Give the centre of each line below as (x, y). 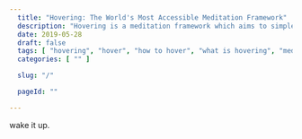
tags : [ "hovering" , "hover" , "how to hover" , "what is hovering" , (147, 51)
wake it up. (30, 125)
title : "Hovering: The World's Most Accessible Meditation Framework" (152, 17)
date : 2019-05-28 (50, 34)
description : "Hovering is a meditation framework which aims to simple (156, 26)
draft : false (42, 43)
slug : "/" (36, 76)
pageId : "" (38, 91)
